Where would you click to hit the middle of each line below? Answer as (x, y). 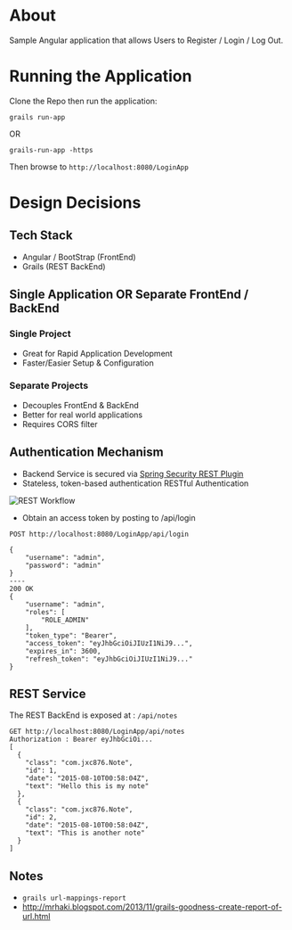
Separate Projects (49, 386)
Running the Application (101, 76)
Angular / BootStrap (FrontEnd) (79, 257)
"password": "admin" (63, 565)
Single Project (40, 333)
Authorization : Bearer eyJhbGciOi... (81, 740)
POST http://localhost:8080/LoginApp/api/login (99, 534)
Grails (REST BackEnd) (64, 266)
